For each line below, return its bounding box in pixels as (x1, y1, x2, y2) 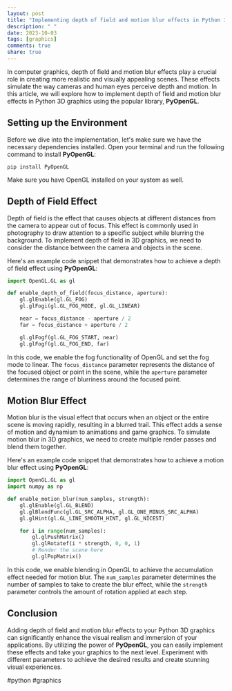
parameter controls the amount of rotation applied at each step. (7, 587, 188, 596)
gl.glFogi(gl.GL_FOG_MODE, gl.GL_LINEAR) (19, 303, 140, 310)
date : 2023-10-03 (7, 29, 57, 37)
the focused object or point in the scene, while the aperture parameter (7, 368, 208, 376)
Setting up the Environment (7, 117, 128, 129)
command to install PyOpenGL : (7, 150, 97, 158)
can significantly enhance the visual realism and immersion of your (7, 633, 197, 641)
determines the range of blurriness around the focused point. (7, 375, 182, 384)
